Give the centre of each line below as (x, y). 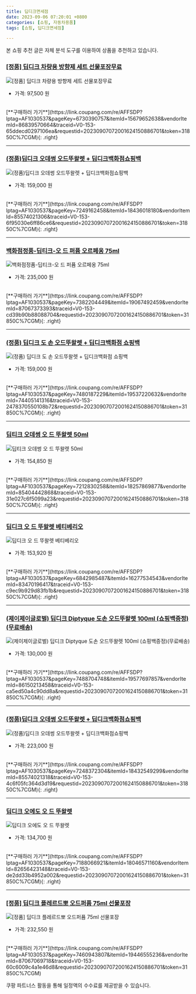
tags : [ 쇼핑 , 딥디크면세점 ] (35, 28)
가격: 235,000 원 (34, 277)
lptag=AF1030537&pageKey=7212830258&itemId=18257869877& (85, 486)
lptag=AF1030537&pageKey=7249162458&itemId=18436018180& (84, 210)
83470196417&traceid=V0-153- (56, 585)
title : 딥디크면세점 (27, 11)
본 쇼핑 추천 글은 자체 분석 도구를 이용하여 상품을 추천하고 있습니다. (82, 50)
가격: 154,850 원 (33, 461)
